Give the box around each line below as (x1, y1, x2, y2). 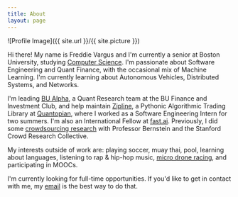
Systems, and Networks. (7, 80, 80, 89)
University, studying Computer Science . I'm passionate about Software (7, 57, 215, 66)
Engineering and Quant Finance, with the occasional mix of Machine (7, 65, 207, 74)
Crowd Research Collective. (7, 132, 89, 140)
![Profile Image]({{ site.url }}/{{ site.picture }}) (7, 36, 140, 45)
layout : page (7, 17, 46, 24)
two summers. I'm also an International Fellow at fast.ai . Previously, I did (7, 116, 218, 125)
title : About (7, 10, 46, 18)
